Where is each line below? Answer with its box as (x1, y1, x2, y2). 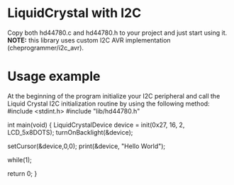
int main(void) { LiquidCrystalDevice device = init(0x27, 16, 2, (7, 120, 185, 129)
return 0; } (7, 169, 38, 178)
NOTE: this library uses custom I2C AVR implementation (7, 35, 172, 44)
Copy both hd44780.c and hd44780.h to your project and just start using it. (7, 28, 228, 37)
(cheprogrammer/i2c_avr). (7, 43, 84, 52)
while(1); (7, 155, 32, 164)
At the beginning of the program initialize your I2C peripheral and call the (7, 91, 221, 100)
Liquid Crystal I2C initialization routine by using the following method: (7, 99, 211, 108)
